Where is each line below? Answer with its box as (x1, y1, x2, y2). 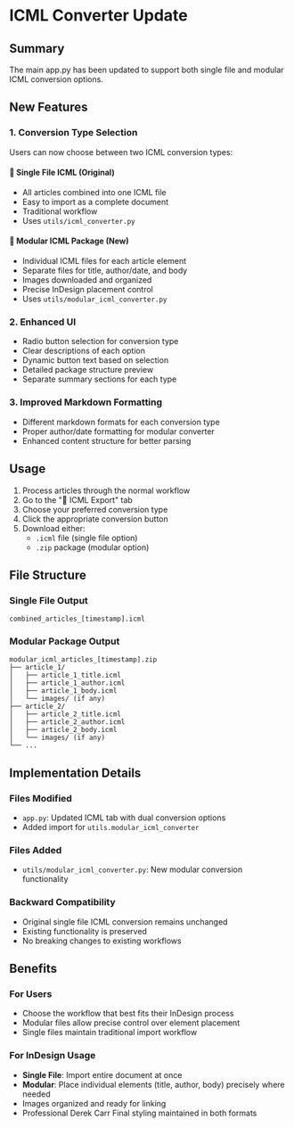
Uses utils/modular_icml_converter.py (21, 293, 167, 304)
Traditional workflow (21, 206, 98, 217)
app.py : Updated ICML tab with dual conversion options (21, 812, 226, 823)
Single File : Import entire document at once (21, 1069, 183, 1080)
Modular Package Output (9, 635, 120, 647)
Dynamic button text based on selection (21, 355, 169, 366)
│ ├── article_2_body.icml (9, 726, 118, 735)
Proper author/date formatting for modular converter (21, 425, 216, 437)
